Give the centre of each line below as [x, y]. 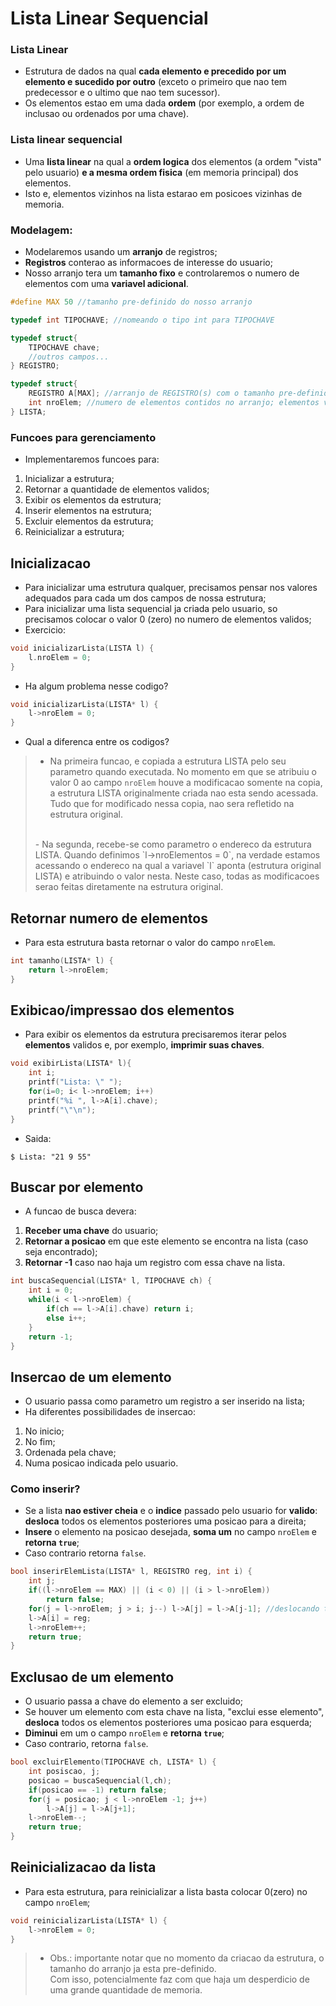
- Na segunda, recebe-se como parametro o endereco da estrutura [173, 844]
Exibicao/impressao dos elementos [122, 1010]
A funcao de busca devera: [80, 1211]
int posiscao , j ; [64, 1772]
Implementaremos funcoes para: [92, 459]
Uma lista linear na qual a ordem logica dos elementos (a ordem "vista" [173, 161]
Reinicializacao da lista [83, 1867]
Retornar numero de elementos [109, 918]
